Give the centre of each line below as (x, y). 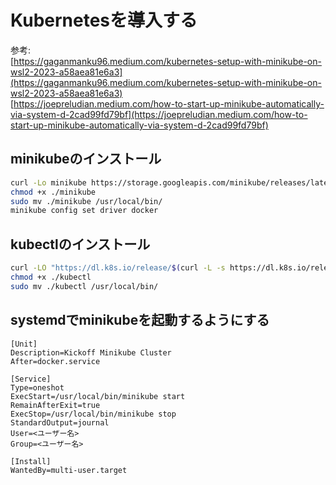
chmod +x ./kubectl (51, 277)
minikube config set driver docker (84, 211)
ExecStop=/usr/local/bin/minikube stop (93, 414)
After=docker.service (55, 361)
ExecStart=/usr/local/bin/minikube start (98, 396)
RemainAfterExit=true (55, 405)
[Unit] (24, 344)
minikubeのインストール (86, 159)
